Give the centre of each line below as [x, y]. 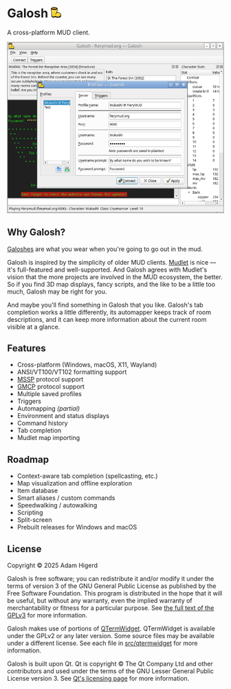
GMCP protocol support [51, 386]
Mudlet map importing [48, 438]
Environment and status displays [63, 416]
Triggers [29, 402]
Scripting [30, 513]
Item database [37, 491]
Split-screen [34, 520]
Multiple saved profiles [49, 394]
